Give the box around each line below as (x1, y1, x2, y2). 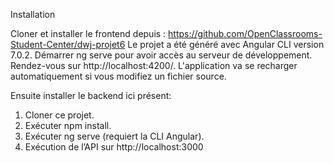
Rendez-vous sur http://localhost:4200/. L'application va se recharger (10, 60, 298, 71)
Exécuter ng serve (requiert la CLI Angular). (24, 130, 205, 142)
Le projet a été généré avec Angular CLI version (127, 39, 325, 50)
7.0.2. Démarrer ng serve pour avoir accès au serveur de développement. (10, 49, 313, 61)
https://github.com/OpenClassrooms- (168, 28, 323, 39)
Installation (10, 9, 56, 20)
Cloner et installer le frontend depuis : (10, 28, 167, 39)
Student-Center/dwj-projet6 (10, 39, 126, 50)
